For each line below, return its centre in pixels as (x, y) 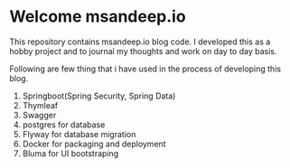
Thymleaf (40, 105)
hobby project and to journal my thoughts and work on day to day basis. (143, 51)
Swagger (39, 115)
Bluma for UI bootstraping (70, 153)
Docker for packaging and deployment (94, 144)
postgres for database (64, 125)
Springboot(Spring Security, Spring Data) (99, 96)
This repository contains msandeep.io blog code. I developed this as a (140, 42)
